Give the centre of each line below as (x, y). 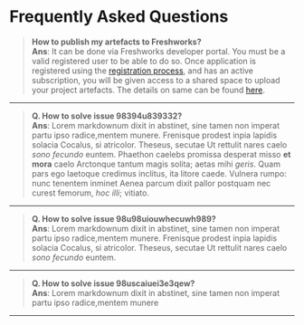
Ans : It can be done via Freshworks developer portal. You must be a (158, 51)
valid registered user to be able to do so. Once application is (143, 61)
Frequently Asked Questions (119, 17)
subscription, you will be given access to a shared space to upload (156, 80)
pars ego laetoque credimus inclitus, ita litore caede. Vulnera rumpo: (159, 173)
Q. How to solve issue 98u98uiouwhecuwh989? (124, 218)
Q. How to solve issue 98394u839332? (107, 116)
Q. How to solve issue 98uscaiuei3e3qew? (113, 283)
